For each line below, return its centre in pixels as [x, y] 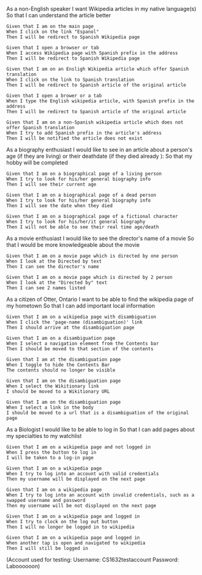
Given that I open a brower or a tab [54, 96]
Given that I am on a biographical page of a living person [84, 174]
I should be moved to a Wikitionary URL [58, 392]
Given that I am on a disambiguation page [61, 338]
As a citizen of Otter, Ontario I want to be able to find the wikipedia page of [100, 299]
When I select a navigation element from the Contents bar [83, 344]
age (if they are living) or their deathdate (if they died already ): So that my [99, 156]
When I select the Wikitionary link [53, 386]
